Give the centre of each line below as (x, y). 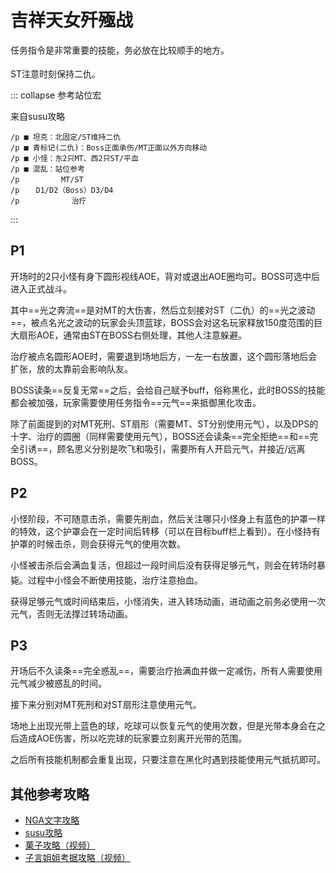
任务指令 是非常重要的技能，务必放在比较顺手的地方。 (120, 50)
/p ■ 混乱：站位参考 (48, 169)
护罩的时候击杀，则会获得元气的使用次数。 (98, 543)
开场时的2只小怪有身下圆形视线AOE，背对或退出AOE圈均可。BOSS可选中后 (165, 276)
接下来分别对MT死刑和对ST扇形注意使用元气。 (106, 705)
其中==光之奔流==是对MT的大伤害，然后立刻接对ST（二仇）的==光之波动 (163, 310)
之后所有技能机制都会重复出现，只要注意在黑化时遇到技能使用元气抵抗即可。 (168, 760)
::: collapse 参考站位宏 (56, 95)
